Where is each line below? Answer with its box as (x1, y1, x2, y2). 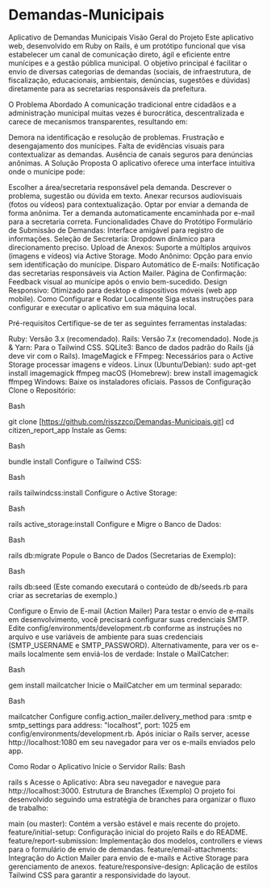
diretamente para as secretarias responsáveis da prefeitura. (8, 83, 207, 94)
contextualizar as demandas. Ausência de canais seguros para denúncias (8, 149, 253, 159)
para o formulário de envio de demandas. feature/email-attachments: (8, 844, 238, 854)
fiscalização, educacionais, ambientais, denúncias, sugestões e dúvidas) (8, 75, 251, 85)
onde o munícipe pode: (8, 166, 85, 176)
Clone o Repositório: (8, 385, 77, 395)
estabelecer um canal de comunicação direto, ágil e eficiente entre (8, 49, 231, 59)
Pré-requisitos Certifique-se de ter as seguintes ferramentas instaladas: (8, 318, 248, 328)
